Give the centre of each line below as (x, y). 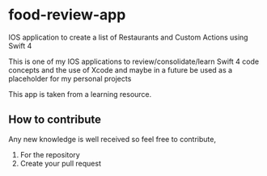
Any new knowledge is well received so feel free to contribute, (112, 139)
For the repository (50, 154)
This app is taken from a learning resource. (80, 94)
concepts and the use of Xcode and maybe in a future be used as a (121, 69)
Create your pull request (60, 163)
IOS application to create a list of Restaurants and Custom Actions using (128, 37)
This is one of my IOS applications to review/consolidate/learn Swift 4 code (134, 61)
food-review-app (67, 15)
